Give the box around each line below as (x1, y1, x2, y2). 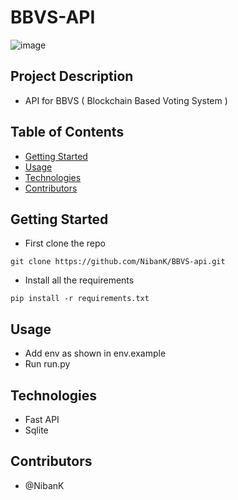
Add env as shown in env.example (24, 347, 167, 360)
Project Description (10, 68, 134, 85)
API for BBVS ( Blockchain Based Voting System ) (24, 94, 228, 106)
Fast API (24, 414, 60, 425)
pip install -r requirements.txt (10, 294, 150, 304)
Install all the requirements (24, 274, 135, 286)
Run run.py (24, 358, 71, 370)
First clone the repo (24, 237, 106, 250)
